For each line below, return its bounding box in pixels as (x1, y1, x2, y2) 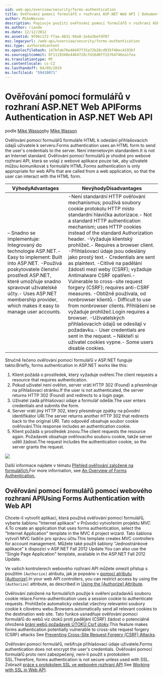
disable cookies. (68, 345, 105, 351)
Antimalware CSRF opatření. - (68, 272, 135, 279)
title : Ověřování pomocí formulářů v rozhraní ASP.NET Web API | (5, 12, 140, 17)
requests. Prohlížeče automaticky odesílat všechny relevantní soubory (5, 600, 146, 607)
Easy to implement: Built (7, 253, 62, 260)
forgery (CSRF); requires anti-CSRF (68, 284, 150, 291)
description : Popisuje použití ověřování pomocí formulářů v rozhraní (5, 20, 151, 26)
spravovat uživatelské (7, 284, 57, 291)
